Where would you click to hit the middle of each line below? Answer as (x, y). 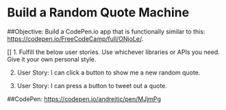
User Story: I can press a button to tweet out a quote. (92, 85)
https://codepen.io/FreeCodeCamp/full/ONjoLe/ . (75, 38)
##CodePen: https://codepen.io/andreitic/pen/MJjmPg (84, 99)
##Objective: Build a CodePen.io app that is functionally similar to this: (106, 31)
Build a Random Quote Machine (98, 13)
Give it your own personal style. (52, 59)
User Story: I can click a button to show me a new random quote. (109, 72)
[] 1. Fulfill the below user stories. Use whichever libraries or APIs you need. (114, 52)
